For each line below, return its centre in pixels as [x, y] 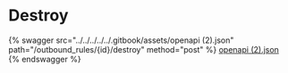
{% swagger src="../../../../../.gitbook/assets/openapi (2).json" [121, 40]
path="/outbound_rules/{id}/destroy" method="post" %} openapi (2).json [144, 49]
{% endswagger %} [45, 59]
